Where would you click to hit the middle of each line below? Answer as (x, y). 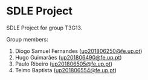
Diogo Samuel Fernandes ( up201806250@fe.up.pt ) (79, 51)
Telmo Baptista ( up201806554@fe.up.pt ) (66, 70)
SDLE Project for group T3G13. (44, 28)
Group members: (27, 39)
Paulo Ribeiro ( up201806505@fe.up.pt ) (64, 64)
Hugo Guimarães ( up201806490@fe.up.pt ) (68, 57)
